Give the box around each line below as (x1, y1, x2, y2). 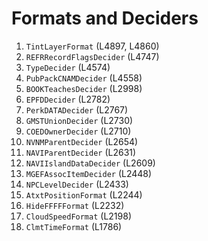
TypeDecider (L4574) (25, 61, 111, 73)
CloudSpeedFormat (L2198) (25, 210, 132, 222)
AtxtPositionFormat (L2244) (25, 188, 143, 201)
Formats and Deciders (11, 7, 199, 30)
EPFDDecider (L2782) (25, 93, 111, 105)
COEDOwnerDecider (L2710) (25, 125, 132, 137)
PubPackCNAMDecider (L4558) (25, 72, 143, 84)
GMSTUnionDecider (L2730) (25, 114, 134, 126)
